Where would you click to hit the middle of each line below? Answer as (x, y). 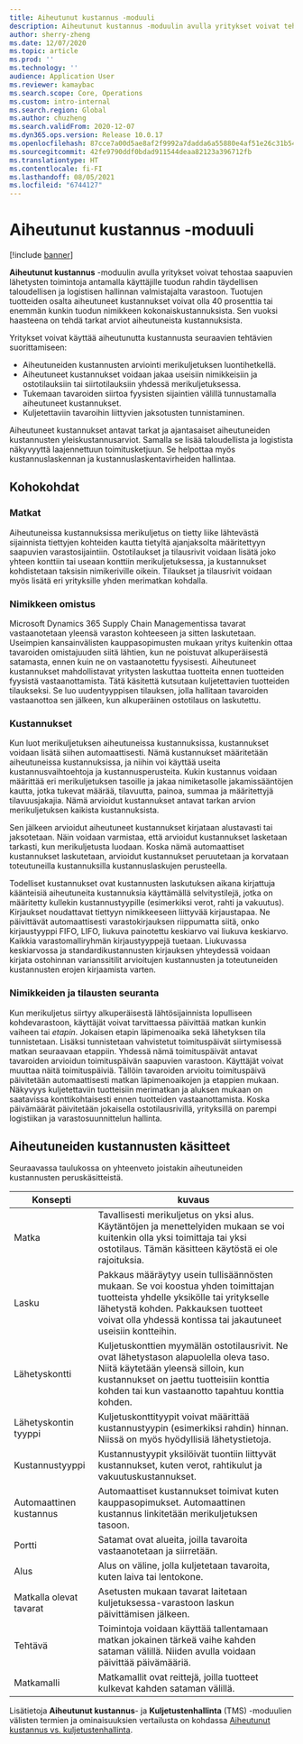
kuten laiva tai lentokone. (151, 1577)
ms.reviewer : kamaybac (52, 85)
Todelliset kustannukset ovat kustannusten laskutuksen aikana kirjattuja (142, 884)
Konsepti (51, 1200)
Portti (26, 1546)
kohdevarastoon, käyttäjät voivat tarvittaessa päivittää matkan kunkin (138, 1022)
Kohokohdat (44, 487)
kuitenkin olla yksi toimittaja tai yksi (172, 1238)
